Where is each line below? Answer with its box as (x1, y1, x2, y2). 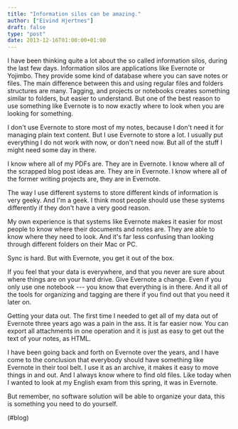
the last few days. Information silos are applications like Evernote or (7, 64, 205, 73)
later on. (7, 298, 32, 307)
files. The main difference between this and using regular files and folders (7, 79, 224, 88)
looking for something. (7, 110, 73, 118)
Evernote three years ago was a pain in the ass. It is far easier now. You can (7, 319, 229, 328)
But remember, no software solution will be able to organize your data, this (7, 392, 225, 401)
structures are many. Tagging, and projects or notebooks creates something (7, 87, 230, 95)
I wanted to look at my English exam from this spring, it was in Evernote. (7, 378, 218, 387)
